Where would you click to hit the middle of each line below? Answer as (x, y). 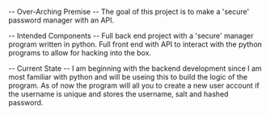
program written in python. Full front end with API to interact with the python (135, 44)
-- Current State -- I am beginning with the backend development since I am (135, 68)
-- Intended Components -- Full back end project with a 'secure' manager (131, 36)
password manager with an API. (61, 20)
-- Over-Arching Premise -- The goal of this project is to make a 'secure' (129, 12)
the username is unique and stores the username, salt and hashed (118, 94)
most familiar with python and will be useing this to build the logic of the (128, 77)
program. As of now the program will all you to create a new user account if (134, 85)
